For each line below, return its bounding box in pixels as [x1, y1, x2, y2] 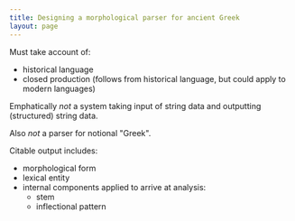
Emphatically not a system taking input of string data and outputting [9, 100, 262, 111]
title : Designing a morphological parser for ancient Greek [9, 13, 241, 23]
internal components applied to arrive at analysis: [22, 181, 207, 192]
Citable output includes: [9, 145, 98, 156]
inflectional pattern [35, 200, 106, 212]
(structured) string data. [9, 110, 98, 121]
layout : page [9, 22, 59, 31]
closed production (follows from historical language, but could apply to [22, 73, 286, 84]
